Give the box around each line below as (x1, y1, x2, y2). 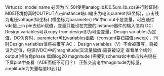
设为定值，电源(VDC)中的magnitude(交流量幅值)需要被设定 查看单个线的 (5, 47, 152, 53)
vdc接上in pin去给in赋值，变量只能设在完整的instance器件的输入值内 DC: (5, 23, 153, 28)
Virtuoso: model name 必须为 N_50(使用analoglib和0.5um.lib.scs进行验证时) (5, 4, 159, 10)
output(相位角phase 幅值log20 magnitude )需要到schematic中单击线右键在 (5, 53, 157, 59)
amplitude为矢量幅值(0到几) (5, 66, 62, 71)
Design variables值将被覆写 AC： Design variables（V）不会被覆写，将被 (9, 41, 158, 47)
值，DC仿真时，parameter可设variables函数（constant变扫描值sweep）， (5, 35, 154, 41)
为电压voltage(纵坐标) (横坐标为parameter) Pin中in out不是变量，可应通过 (5, 17, 155, 22)
